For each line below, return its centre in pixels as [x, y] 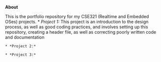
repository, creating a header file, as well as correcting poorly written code [80, 32]
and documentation [25, 37]
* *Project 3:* [21, 55]
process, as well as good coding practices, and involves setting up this [77, 27]
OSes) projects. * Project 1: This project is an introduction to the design [77, 22]
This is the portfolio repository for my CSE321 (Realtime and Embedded [77, 16]
